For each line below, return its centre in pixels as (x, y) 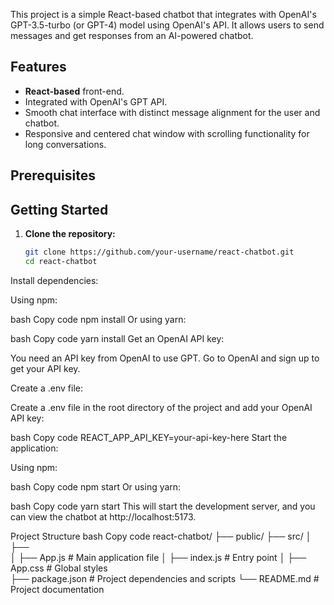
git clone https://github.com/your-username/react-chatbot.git (159, 252)
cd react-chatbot (61, 261)
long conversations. (65, 144)
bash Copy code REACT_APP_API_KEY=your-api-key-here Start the (149, 437)
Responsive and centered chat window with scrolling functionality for (167, 133)
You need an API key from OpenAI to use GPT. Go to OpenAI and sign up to (165, 358)
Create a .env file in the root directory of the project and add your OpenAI (161, 407)
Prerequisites (53, 175)
